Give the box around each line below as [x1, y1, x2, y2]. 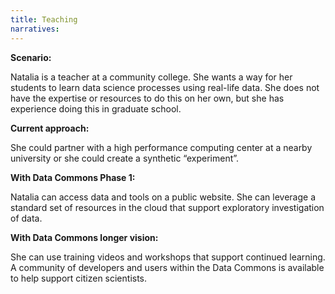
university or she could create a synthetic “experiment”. [10, 152, 240, 164]
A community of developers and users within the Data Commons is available [10, 261, 325, 273]
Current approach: [10, 122, 90, 134]
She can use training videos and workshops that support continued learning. [10, 251, 326, 263]
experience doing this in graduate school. [10, 102, 182, 115]
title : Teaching [10, 14, 78, 25]
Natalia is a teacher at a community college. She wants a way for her [10, 71, 293, 83]
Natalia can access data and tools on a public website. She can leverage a [10, 191, 317, 203]
